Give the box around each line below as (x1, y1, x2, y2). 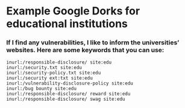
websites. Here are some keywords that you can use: (6, 46, 165, 55)
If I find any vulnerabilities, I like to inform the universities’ (6, 38, 180, 47)
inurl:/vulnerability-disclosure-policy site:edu (6, 80, 134, 86)
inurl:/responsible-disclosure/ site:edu (6, 59, 112, 65)
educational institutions (6, 17, 128, 31)
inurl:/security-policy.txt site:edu (6, 70, 101, 76)
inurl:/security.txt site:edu (6, 65, 83, 71)
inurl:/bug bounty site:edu (6, 86, 77, 92)
